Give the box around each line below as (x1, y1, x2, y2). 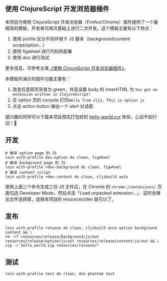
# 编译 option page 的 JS (5, 150, 57, 156)
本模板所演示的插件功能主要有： (5, 75, 71, 81)
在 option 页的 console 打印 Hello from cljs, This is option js (12, 97, 145, 103)
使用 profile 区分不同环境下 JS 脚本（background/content (12, 35, 131, 41)
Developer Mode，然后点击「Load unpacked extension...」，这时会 (19, 190, 157, 196)
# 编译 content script (5, 170, 51, 175)
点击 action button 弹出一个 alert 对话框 (12, 103, 94, 109)
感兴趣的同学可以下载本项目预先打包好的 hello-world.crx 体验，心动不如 (5, 114, 153, 120)
